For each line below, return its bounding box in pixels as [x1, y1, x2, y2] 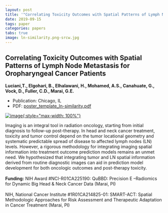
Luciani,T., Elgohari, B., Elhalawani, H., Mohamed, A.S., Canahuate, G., [5, 82, 155, 88]
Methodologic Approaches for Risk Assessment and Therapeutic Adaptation [5, 196, 162, 202]
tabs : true [5, 30, 28, 35]
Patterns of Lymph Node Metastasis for [5, 61, 130, 70]
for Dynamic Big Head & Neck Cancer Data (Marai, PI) [5, 180, 116, 186]
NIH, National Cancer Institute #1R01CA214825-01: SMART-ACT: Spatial [5, 191, 152, 197]
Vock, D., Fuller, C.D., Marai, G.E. [5, 88, 74, 94]
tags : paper [5, 21, 30, 26]
